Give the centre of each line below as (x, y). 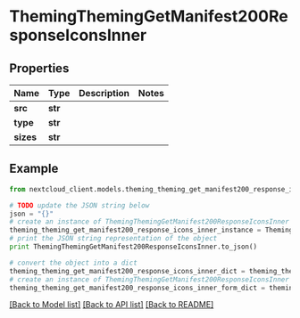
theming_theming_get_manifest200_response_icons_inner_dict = (127, 271)
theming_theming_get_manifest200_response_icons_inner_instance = (135, 230)
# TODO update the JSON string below (79, 205)
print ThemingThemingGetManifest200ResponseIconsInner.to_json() (133, 247)
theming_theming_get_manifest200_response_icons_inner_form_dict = (137, 288)
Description (104, 93)
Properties (39, 68)
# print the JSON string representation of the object (113, 239)
